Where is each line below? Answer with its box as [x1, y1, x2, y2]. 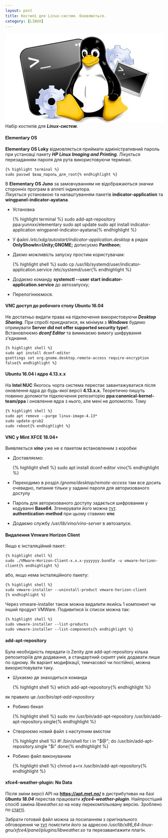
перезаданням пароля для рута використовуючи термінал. [5, 156, 132, 162]
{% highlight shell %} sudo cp [12, 261, 74, 267]
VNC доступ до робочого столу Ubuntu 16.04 [5, 303, 104, 309]
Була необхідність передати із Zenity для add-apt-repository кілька [5, 649, 148, 655]
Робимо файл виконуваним [12, 753, 71, 759]
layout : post [5, 8, 33, 13]
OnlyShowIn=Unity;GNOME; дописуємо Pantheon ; [12, 242, 121, 248]
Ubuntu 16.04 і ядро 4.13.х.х [5, 371, 66, 377]
